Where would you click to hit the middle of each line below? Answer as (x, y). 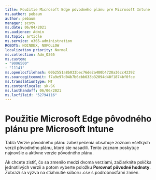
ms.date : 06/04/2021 (26, 28)
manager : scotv (20, 23)
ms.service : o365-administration (39, 41)
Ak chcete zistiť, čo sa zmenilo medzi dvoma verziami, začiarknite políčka (78, 162)
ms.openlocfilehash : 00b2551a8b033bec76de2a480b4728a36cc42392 (70, 73)
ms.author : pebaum (23, 14)
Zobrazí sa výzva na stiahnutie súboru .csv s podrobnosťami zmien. (72, 173)
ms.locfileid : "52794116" (31, 95)
